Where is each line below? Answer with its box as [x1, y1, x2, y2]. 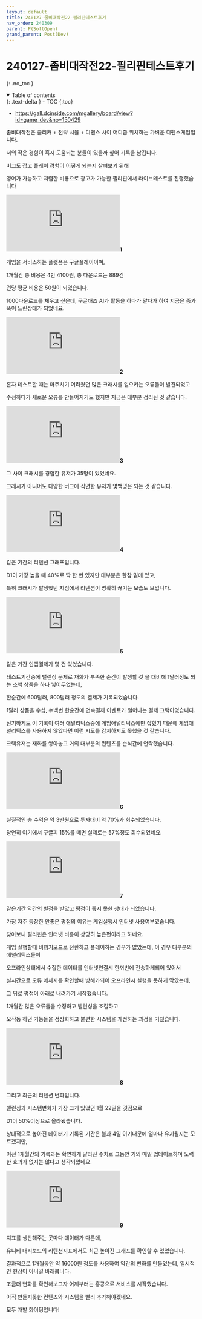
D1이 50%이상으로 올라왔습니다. [6, 1117, 83, 1125]
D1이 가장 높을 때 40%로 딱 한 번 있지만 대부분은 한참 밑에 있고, [6, 572, 156, 579]
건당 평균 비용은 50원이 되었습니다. [6, 284, 89, 291]
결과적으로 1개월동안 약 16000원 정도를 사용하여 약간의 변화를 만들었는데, [6, 1260, 179, 1268]
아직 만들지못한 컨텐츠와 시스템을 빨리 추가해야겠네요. [6, 1294, 132, 1301]
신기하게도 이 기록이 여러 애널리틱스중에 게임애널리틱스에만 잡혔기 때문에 [6, 719, 178, 727]
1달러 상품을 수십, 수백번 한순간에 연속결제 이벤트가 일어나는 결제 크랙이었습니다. [6, 707, 195, 714]
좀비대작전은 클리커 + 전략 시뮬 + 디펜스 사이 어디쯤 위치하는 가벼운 [6, 128, 165, 136]
